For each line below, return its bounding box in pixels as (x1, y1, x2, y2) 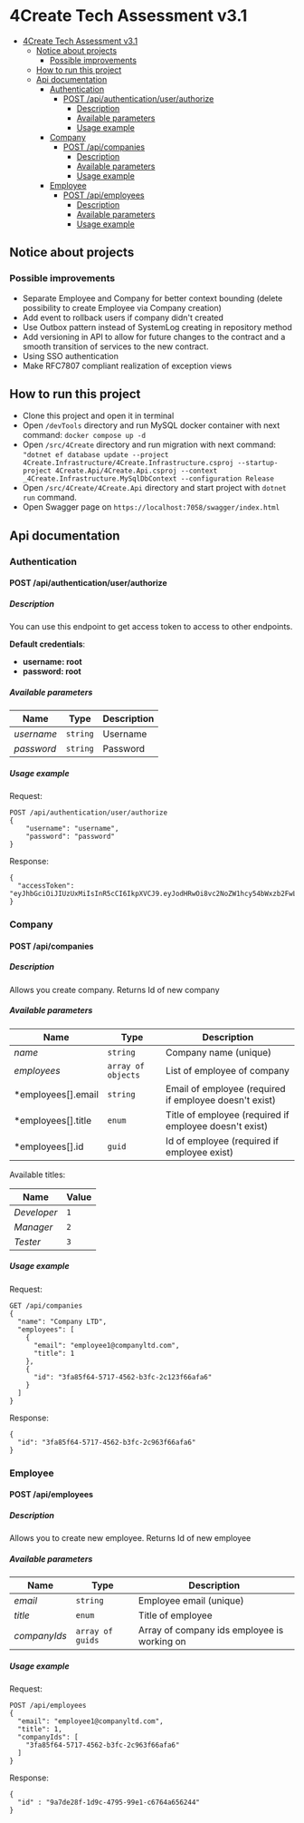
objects (107, 1069, 140, 1080)
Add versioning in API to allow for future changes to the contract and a (22, 331, 286, 342)
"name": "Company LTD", (17, 1317, 107, 1326)
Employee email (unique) (138, 1594, 244, 1607)
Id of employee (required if (166, 1135, 279, 1147)
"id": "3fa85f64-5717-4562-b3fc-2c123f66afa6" (33, 1372, 213, 1381)
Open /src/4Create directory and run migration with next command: (22, 439, 276, 450)
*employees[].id (14, 1140, 84, 1153)
